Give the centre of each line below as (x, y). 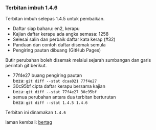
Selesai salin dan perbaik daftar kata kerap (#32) (64, 39)
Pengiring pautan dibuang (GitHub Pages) (57, 50)
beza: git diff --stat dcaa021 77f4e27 (55, 81)
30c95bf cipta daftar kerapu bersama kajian (59, 86)
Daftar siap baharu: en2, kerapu (46, 29)
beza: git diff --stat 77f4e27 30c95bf (55, 92)
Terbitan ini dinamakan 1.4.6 (36, 112)
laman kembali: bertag (29, 122)
